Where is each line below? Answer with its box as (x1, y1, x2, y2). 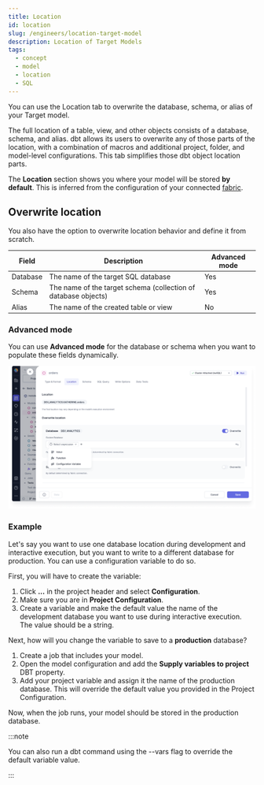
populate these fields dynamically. (8, 351, 119, 360)
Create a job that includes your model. (19, 650, 144, 660)
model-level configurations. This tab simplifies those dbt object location (8, 151, 241, 160)
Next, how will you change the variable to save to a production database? (8, 635, 247, 645)
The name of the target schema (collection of (49, 283, 196, 292)
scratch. (8, 235, 35, 244)
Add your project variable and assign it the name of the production (19, 675, 236, 685)
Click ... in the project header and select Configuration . (19, 586, 200, 596)
